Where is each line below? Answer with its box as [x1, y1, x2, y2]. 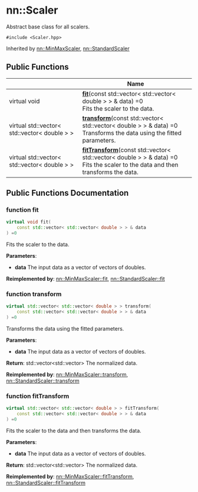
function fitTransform [6, 391, 70, 400]
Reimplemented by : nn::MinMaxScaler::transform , [6, 371, 128, 378]
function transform [6, 290, 62, 298]
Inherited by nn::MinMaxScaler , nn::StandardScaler [6, 45, 130, 52]
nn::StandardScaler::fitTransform [6, 479, 85, 486]
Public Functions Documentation [6, 188, 129, 198]
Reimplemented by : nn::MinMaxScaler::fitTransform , [6, 472, 134, 480]
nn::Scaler [6, 4, 58, 17]
